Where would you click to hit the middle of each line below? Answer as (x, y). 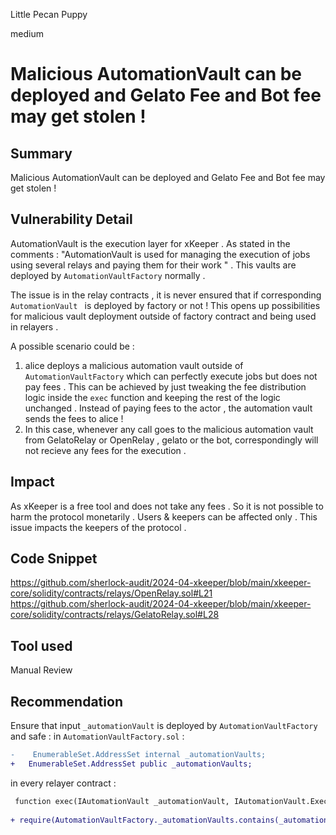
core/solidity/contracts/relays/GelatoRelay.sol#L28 (115, 615)
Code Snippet (54, 559)
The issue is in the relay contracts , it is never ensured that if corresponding (166, 295)
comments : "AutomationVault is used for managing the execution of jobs (160, 254)
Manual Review (41, 670)
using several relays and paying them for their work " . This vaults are (153, 265)
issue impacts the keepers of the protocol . (98, 527)
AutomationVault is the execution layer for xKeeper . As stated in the (150, 243)
